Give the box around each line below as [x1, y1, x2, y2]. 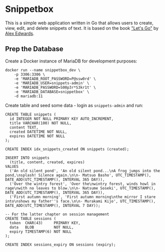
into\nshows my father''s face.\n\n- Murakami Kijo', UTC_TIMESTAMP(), [5, 198, 156, 204]
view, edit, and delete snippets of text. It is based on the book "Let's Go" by [5, 25, 159, 31]
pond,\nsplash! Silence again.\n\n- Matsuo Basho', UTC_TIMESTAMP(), [5, 173, 152, 178]
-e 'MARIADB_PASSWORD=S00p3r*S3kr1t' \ [14, 85, 96, 90]
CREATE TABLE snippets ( [5, 112, 56, 117]
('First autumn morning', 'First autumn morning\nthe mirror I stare [9, 194, 156, 199]
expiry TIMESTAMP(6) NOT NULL [9, 229, 72, 234]
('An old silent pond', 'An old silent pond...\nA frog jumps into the [9, 168, 161, 173]
